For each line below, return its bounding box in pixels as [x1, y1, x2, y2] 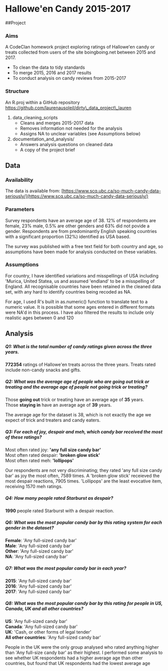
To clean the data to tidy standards [12, 64, 85, 71]
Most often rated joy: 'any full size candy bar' [5, 447, 101, 453]
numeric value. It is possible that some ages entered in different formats [5, 304, 155, 310]
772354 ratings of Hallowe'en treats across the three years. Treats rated [5, 362, 156, 368]
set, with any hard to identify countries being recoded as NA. [5, 289, 132, 295]
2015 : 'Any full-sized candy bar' [5, 578, 72, 584]
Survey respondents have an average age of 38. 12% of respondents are [5, 217, 156, 223]
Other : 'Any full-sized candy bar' [5, 548, 74, 554]
